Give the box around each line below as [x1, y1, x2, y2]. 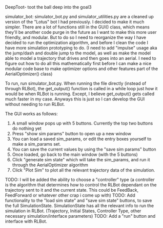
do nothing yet [12, 126, 41, 131]
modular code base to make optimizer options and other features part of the [5, 66, 158, 72]
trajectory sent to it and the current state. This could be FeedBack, [5, 187, 139, 193]
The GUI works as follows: [5, 111, 58, 117]
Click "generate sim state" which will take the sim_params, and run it [12, 157, 150, 162]
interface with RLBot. [5, 218, 47, 224]
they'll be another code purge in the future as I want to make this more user [5, 29, 157, 35]
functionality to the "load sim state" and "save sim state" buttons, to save [5, 198, 152, 203]
